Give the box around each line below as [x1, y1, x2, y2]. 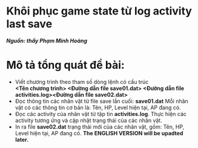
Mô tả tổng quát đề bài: [6, 59, 125, 72]
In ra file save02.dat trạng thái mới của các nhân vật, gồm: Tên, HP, [15, 123, 185, 130]
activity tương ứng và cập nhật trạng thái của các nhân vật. [15, 117, 162, 124]
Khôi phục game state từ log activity [6, 4, 193, 18]
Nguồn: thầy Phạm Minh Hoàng [6, 37, 88, 44]
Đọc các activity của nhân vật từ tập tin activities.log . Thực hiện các [15, 110, 186, 117]
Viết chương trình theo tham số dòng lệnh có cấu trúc [15, 78, 149, 85]
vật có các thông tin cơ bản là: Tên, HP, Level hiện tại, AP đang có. [15, 104, 181, 111]
